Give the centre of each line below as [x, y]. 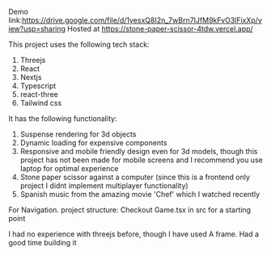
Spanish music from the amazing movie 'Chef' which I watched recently [140, 194]
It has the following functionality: [63, 119]
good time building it [42, 242]
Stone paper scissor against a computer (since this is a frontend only [135, 177]
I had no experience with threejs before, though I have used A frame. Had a [134, 234]
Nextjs [31, 77]
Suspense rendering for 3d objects [78, 134]
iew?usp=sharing [37, 29]
